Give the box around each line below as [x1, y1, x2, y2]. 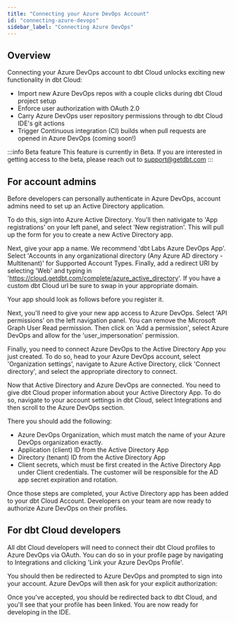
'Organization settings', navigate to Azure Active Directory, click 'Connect [7, 360, 221, 368]
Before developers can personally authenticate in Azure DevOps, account [7, 194, 221, 203]
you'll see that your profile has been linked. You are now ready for [7, 600, 199, 609]
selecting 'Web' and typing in [7, 267, 92, 275]
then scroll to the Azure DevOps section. [7, 403, 125, 412]
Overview [7, 49, 51, 61]
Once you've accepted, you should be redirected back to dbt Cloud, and [7, 593, 217, 601]
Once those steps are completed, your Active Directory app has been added [7, 489, 229, 497]
